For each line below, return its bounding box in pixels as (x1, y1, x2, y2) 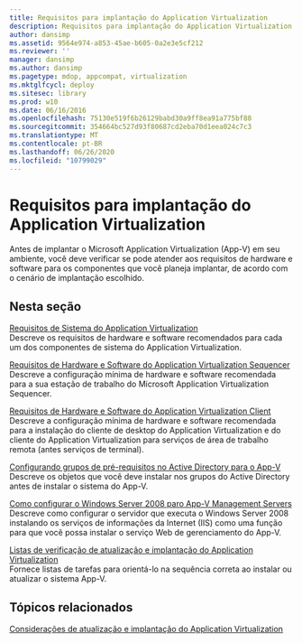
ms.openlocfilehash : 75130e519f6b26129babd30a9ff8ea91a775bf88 (9, 114, 252, 123)
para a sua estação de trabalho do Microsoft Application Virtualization (9, 378, 270, 389)
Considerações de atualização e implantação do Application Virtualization (9, 624, 284, 635)
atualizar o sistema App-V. (9, 573, 107, 584)
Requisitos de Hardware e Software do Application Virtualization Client (9, 405, 271, 416)
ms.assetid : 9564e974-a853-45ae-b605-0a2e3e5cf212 (9, 38, 204, 48)
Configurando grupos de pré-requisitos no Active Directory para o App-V (9, 461, 281, 472)
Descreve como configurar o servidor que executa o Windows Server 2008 (9, 508, 289, 519)
